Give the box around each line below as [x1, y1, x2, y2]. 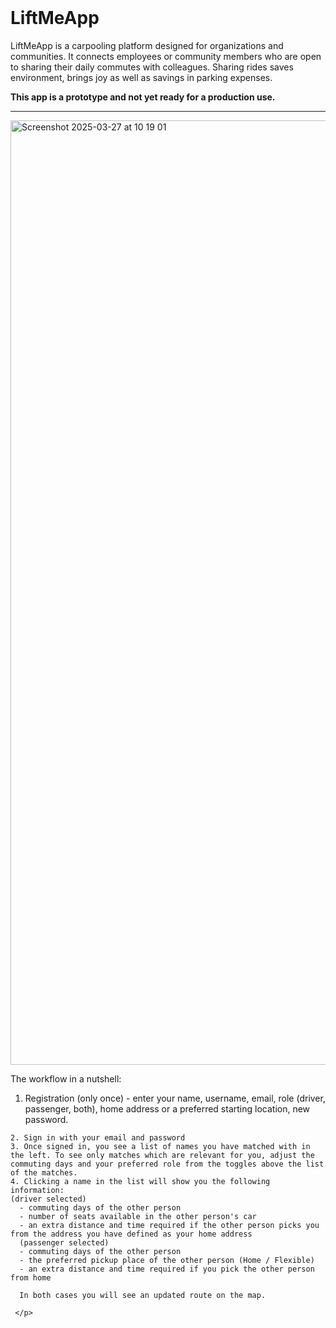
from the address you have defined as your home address [10, 1229, 253, 1239]
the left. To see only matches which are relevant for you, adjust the [10, 1150, 315, 1160]
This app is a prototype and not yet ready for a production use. [10, 91, 276, 103]
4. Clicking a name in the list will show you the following [10, 1176, 271, 1186]
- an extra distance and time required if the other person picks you [19, 1220, 320, 1230]
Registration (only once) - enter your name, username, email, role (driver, [24, 1092, 326, 1104]
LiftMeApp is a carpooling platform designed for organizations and [10, 39, 284, 51]
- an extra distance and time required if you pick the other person [19, 1264, 315, 1274]
